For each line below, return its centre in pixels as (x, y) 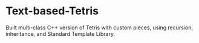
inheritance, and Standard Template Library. (60, 33)
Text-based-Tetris (52, 11)
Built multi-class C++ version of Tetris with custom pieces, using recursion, (99, 27)
